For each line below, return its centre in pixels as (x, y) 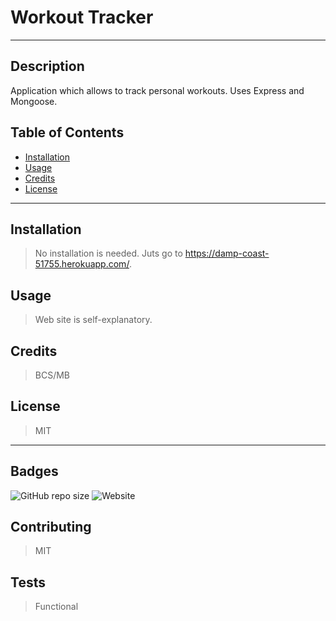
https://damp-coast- (227, 253)
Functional (56, 607)
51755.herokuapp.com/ (82, 264)
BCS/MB (52, 375)
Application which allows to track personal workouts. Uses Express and (157, 90)
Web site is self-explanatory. (93, 320)
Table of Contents (67, 132)
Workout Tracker (82, 17)
